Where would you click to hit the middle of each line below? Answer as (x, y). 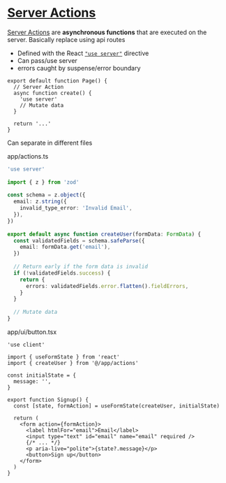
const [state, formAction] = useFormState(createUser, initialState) (116, 406)
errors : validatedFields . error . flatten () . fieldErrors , (107, 286)
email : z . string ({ (40, 202)
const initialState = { (42, 375)
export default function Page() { (58, 81)
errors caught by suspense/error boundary (79, 68)
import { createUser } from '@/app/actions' (73, 363)
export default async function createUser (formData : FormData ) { (104, 234)
